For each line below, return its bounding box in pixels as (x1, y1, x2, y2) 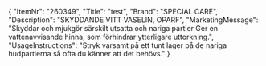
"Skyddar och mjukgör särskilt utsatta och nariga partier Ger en (8, 24, 219, 33)
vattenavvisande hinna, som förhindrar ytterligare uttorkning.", (8, 32, 215, 41)
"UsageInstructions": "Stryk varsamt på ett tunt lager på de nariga (8, 41, 227, 50)
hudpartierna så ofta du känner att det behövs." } (8, 49, 170, 58)
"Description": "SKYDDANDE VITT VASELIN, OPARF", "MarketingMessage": (8, 15, 259, 25)
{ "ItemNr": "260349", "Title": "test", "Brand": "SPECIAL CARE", (8, 7, 219, 16)
